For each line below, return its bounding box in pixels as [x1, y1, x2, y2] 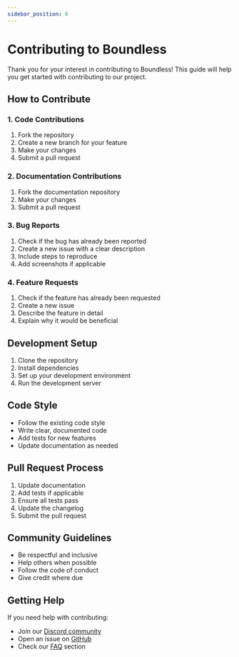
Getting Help [7, 594, 65, 606]
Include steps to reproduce [17, 251, 98, 261]
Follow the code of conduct [17, 566, 98, 575]
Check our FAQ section [17, 642, 86, 651]
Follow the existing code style [17, 418, 106, 427]
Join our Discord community [17, 627, 102, 636]
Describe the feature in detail [17, 309, 103, 318]
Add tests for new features [17, 433, 96, 442]
